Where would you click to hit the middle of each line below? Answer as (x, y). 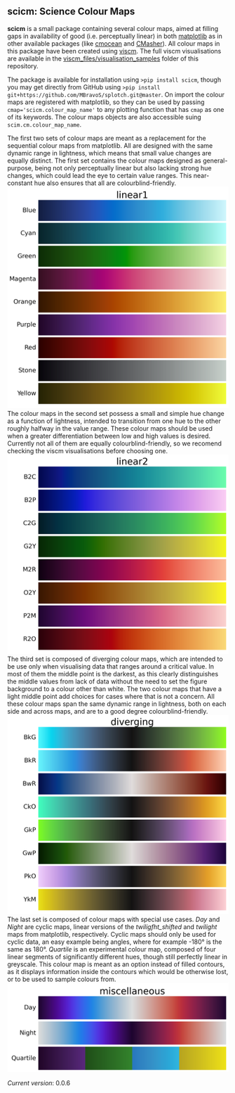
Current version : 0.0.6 (39, 1082)
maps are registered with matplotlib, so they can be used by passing (106, 102)
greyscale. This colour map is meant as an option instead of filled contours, (116, 964)
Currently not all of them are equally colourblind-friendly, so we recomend (115, 443)
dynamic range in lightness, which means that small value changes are (109, 153)
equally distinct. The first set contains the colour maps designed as (105, 160)
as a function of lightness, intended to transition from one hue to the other (114, 421)
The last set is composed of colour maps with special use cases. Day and (114, 920)
